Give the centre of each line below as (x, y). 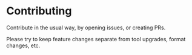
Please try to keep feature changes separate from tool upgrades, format (96, 39)
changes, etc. (23, 45)
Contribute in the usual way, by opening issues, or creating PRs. (86, 27)
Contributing (39, 11)
